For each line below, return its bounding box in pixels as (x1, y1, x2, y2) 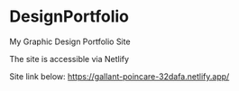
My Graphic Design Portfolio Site (9, 36, 131, 47)
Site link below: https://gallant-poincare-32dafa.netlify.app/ (9, 70, 230, 82)
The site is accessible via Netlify (9, 53, 129, 64)
